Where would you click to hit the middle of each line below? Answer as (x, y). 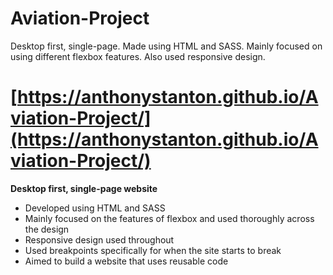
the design (47, 229)
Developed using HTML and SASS (95, 208)
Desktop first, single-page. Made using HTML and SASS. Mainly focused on (166, 46)
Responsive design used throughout (99, 239)
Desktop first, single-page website (84, 188)
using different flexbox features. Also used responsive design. (138, 56)
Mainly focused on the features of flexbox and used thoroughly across (169, 218)
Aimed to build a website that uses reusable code (126, 261)
